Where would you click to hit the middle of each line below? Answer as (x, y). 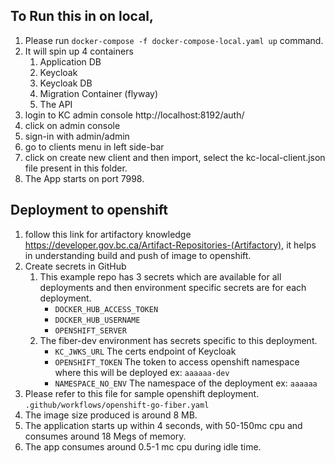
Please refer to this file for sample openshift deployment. (142, 393)
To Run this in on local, (82, 16)
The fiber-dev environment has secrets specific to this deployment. (178, 340)
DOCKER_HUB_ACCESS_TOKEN (106, 309)
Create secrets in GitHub (75, 266)
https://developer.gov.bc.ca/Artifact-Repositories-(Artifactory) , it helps (170, 245)
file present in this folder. (76, 168)
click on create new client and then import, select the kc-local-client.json (175, 157)
